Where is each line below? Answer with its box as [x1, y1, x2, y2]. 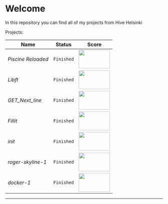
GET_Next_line [7, 97, 42, 104]
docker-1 [7, 179, 31, 186]
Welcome [5, 3, 45, 14]
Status [55, 41, 71, 48]
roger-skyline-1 [7, 158, 47, 165]
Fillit [7, 117, 17, 124]
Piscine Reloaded [7, 55, 48, 62]
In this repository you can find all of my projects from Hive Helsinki [5, 19, 142, 25]
